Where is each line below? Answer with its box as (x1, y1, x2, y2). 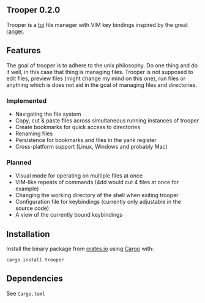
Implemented (6, 96, 47, 105)
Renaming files (15, 130, 53, 137)
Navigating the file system (15, 110, 81, 118)
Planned (6, 158, 32, 166)
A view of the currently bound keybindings (15, 211, 123, 219)
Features (6, 45, 41, 56)
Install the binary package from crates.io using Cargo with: (6, 245, 154, 253)
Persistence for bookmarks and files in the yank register (15, 136, 157, 143)
